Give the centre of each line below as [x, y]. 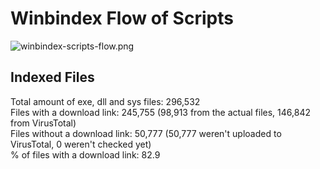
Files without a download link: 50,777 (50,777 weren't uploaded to [146, 133]
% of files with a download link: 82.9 [85, 154]
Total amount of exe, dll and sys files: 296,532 [105, 101]
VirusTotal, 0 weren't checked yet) [81, 144]
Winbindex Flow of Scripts [122, 18]
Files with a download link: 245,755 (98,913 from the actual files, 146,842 [160, 112]
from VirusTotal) [43, 123]
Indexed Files [52, 77]
